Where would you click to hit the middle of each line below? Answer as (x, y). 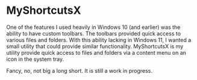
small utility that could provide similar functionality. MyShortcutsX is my (95, 46)
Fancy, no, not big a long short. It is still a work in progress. (79, 70)
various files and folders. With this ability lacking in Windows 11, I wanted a (99, 40)
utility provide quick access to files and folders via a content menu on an (96, 52)
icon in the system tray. (35, 59)
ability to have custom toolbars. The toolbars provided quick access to (94, 33)
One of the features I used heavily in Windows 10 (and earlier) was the (93, 27)
